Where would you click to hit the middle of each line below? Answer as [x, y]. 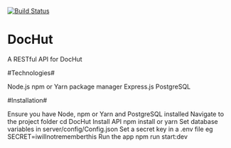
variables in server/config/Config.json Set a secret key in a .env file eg [110, 129]
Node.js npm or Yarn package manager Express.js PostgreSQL [99, 86]
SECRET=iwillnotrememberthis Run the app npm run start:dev [98, 136]
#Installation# [27, 100]
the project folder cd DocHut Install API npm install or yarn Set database [113, 121]
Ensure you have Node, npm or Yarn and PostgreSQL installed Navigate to [116, 114]
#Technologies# [31, 73]
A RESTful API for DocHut [45, 59]
